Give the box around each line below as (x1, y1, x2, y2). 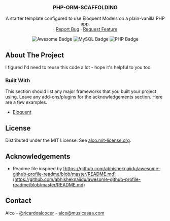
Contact (5, 197, 31, 205)
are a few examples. (5, 99, 48, 105)
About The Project (5, 51, 64, 59)
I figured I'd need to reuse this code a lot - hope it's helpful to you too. (5, 65, 152, 71)
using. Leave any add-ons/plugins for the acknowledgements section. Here (5, 94, 163, 100)
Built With (5, 77, 30, 84)
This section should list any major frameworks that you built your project (5, 88, 156, 94)
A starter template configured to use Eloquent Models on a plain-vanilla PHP (6, 15, 165, 21)
